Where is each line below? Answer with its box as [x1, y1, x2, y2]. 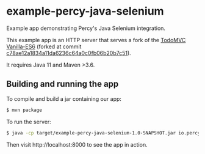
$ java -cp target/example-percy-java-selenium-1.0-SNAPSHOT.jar [6, 130, 176, 136]
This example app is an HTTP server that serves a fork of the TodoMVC [6, 36, 186, 43]
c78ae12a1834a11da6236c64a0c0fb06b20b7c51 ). [6, 49, 131, 56]
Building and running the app [6, 79, 119, 89]
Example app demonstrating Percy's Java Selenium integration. [6, 24, 166, 32]
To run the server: [6, 118, 52, 125]
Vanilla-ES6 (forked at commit [6, 43, 82, 50]
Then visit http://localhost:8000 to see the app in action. [6, 141, 148, 148]
